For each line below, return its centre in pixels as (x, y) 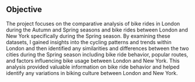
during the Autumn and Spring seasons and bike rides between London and (97, 30)
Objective (24, 10)
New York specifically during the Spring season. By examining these (88, 36)
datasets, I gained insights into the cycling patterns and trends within (89, 42)
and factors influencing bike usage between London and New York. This (93, 60)
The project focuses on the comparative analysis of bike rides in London (93, 23)
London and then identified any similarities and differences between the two (97, 48)
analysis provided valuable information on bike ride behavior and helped (93, 67)
